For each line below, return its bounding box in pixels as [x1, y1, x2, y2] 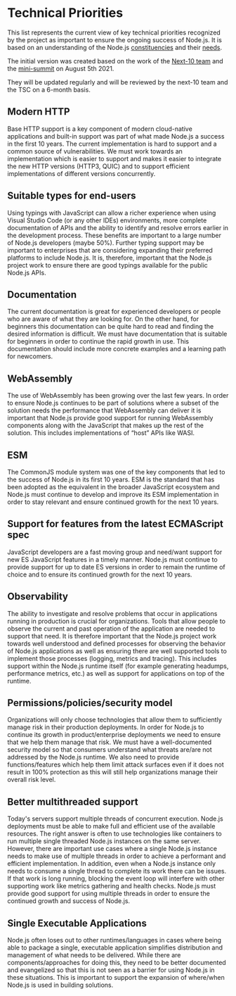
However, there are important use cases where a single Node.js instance [7, 845, 218, 853]
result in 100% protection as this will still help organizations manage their [7, 768, 218, 776]
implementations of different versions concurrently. [7, 169, 156, 177]
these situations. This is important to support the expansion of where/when [7, 973, 225, 982]
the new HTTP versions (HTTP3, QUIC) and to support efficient [7, 162, 190, 170]
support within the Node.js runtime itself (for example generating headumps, [7, 662, 229, 670]
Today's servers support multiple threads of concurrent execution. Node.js [7, 814, 223, 823]
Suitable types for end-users [7, 190, 136, 202]
